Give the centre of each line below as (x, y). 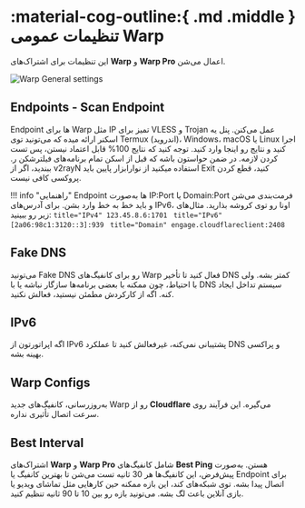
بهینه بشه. (27, 354)
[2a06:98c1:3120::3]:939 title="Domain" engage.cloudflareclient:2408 (148, 224)
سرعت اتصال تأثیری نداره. (54, 414)
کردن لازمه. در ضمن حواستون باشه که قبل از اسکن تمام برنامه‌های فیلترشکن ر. (144, 158)
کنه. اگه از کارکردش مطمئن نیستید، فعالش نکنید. (93, 294)
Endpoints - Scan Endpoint (88, 108)
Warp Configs (50, 382)
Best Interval (47, 443)
